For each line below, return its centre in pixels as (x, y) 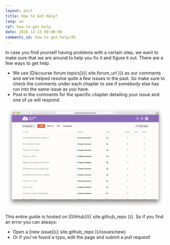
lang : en (14, 21)
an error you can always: (31, 222)
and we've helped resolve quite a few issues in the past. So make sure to (89, 78)
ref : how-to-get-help (28, 27)
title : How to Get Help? (31, 16)
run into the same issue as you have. (51, 89)
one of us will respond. (37, 100)
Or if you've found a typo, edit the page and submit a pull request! (81, 237)
